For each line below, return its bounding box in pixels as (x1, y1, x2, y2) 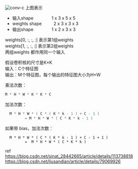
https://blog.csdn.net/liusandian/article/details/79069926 (5, 158, 121, 164)
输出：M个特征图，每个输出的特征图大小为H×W (5, 72, 101, 77)
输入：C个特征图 (5, 66, 39, 72)
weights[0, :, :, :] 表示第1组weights (5, 37, 74, 43)
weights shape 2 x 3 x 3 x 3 (12, 21, 79, 26)
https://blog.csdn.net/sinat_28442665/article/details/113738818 (5, 153, 133, 159)
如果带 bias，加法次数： (5, 125, 54, 131)
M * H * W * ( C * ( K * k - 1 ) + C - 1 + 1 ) (9, 135, 109, 140)
